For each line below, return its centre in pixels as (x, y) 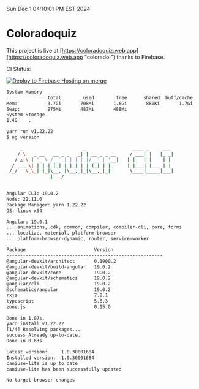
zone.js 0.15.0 (59, 307)
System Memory (24, 92)
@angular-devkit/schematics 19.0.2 (59, 278)
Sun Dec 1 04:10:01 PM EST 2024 (48, 9)
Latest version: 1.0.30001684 (51, 352)
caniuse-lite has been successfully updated (64, 369)
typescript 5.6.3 (57, 301)
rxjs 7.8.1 (57, 296)
